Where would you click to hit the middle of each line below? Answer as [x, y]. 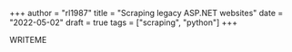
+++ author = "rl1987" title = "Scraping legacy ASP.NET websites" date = [146, 13]
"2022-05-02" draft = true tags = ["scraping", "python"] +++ [124, 22]
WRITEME [28, 40]
